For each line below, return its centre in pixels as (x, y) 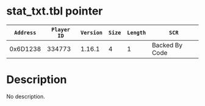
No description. (26, 96)
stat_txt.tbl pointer (55, 11)
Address (25, 32)
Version (91, 32)
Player (61, 29)
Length (137, 32)
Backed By (167, 45)
